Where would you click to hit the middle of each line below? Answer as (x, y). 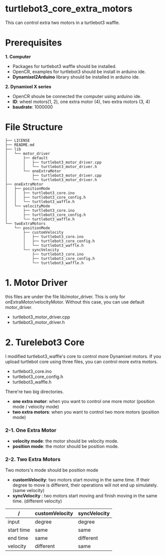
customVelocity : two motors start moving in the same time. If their (81, 480)
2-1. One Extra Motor (31, 430)
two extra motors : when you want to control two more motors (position (86, 412)
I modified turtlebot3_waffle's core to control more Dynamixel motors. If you (83, 356)
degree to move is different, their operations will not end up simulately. (85, 485)
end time (18, 538)
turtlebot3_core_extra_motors (69, 9)
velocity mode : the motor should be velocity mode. (65, 441)
